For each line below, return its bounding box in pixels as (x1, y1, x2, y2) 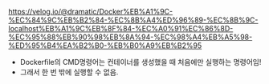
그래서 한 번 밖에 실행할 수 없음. (19, 67, 119, 77)
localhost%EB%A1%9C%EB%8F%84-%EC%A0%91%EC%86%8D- (8, 24, 234, 33)
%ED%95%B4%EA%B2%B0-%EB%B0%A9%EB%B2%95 (8, 41, 202, 50)
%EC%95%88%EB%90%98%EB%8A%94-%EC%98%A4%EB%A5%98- (8, 32, 253, 42)
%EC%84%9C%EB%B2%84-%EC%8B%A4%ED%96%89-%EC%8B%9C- (8, 15, 259, 25)
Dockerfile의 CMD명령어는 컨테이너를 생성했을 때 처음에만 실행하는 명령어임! (19, 58, 262, 66)
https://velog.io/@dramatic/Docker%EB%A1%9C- (8, 7, 173, 16)
